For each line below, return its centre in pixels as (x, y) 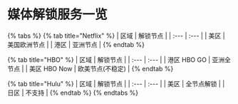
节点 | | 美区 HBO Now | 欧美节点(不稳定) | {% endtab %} (90, 68)
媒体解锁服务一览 (58, 15)
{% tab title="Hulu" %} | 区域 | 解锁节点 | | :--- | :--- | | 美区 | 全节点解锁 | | (116, 83)
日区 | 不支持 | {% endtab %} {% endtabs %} (73, 93)
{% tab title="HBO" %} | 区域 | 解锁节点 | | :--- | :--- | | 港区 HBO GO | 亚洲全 (119, 59)
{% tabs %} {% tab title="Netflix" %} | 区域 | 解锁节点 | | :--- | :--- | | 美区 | (117, 36)
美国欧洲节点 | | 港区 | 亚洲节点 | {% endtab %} (76, 44)
